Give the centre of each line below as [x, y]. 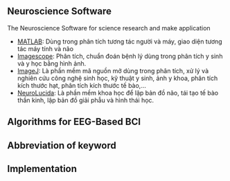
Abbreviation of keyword [62, 145]
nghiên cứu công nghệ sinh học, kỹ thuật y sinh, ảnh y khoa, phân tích [117, 78]
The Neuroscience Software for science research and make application [109, 28]
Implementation [42, 169]
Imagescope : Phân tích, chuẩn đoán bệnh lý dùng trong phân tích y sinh [120, 56]
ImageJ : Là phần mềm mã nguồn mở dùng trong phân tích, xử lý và [113, 70]
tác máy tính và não [45, 48]
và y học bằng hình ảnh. [52, 63]
